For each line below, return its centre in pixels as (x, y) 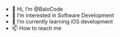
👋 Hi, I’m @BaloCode (37, 9)
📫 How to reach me (36, 28)
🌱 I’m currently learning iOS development (62, 21)
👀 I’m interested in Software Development (63, 15)
